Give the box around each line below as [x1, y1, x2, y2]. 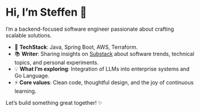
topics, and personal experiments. [14, 58, 99, 66]
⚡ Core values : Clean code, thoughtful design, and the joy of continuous [14, 78, 194, 86]
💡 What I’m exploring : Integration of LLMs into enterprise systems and [14, 65, 190, 72]
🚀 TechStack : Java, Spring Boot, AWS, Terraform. [14, 43, 138, 51]
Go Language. [14, 72, 50, 79]
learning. [14, 87, 37, 95]
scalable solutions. [5, 31, 52, 39]
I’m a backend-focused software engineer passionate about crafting [5, 25, 175, 33]
